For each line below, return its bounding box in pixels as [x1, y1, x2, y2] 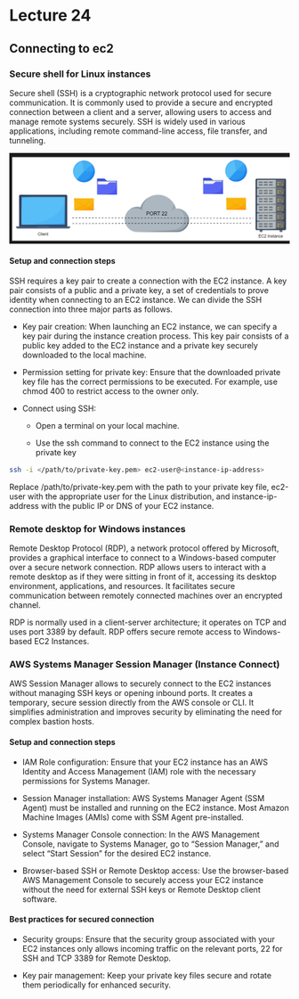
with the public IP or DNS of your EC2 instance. [40, 500, 214, 511]
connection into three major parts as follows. [9, 304, 174, 315]
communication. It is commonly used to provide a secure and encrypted [9, 97, 273, 108]
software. [21, 893, 58, 905]
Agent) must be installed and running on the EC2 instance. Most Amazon [21, 802, 289, 813]
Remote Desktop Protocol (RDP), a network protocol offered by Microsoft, [9, 543, 279, 553]
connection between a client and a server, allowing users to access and [9, 106, 272, 117]
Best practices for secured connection [9, 914, 155, 925]
